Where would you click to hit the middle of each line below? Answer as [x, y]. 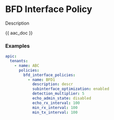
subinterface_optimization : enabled [71, 89]
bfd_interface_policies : [49, 75]
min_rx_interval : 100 [55, 107]
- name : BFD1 [41, 80]
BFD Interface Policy [49, 9]
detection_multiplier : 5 [58, 94]
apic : [11, 56]
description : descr [52, 84]
